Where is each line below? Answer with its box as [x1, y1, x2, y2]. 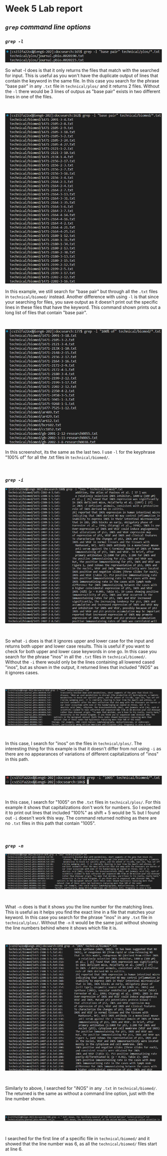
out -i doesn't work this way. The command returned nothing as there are [5, 815, 157, 821]
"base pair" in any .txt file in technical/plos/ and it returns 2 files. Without [5, 83, 160, 89]
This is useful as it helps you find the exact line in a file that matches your [5, 909, 156, 915]
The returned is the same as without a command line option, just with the [5, 1090, 155, 1096]
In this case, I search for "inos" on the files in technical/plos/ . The [5, 740, 142, 746]
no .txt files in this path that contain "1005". [5, 820, 96, 826]
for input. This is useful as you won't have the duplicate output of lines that [5, 73, 159, 79]
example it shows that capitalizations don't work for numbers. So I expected [5, 804, 161, 810]
